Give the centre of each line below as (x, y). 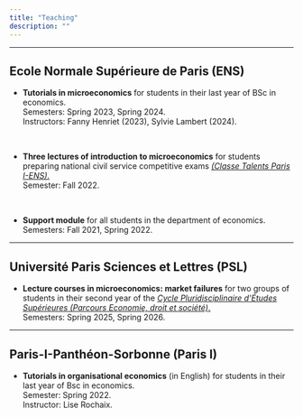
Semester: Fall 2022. (61, 185)
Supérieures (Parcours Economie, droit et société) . (116, 308)
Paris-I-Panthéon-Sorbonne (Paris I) (114, 354)
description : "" (40, 26)
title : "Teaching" (44, 18)
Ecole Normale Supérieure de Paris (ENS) (127, 71)
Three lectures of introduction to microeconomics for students (141, 157)
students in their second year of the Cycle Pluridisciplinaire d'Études (150, 298)
